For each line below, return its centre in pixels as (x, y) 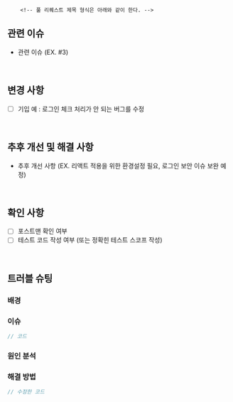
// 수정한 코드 (26, 392)
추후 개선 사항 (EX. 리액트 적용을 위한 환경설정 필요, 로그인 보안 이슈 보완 (118, 165)
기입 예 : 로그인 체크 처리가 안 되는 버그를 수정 (81, 109)
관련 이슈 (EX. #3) (43, 52)
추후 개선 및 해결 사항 (50, 147)
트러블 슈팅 (30, 278)
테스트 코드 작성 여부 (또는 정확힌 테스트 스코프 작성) (90, 240)
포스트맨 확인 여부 (42, 231)
